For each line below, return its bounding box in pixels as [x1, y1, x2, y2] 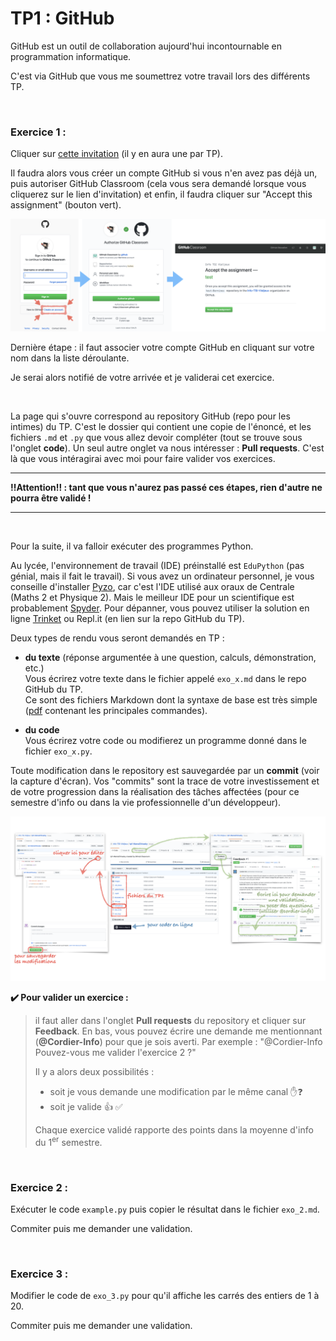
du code [24, 724, 60, 736]
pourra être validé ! [10, 492, 92, 504]
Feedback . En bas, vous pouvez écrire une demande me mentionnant [34, 1025, 323, 1037]
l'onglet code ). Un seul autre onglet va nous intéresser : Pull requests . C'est [10, 442, 325, 454]
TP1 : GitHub [10, 7, 115, 30]
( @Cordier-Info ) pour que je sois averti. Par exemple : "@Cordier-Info [34, 1036, 323, 1048]
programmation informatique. [10, 50, 132, 62]
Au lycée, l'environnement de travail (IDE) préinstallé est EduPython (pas [10, 560, 305, 572]
